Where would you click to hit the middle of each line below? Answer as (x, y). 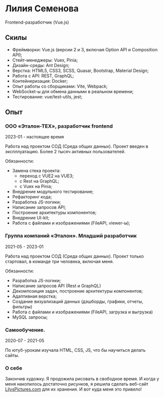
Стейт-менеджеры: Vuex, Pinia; (45, 60)
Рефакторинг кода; (32, 197)
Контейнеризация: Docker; (40, 81)
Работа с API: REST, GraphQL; (43, 76)
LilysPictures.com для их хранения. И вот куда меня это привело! (74, 389)
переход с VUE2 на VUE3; (46, 176)
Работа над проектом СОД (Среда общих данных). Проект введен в (77, 146)
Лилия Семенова (42, 9)
